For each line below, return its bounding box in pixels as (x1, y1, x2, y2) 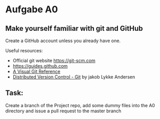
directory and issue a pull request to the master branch (5, 108, 122, 114)
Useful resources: (5, 48, 43, 53)
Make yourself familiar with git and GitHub (5, 24, 143, 33)
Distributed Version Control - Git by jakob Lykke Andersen (12, 74, 135, 80)
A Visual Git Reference (12, 68, 61, 74)
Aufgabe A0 (5, 4, 58, 15)
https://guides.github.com (12, 63, 68, 69)
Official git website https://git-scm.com (12, 57, 96, 64)
